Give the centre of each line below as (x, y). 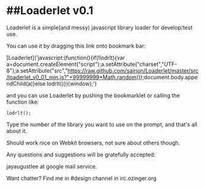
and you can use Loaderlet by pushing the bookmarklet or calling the (93, 95)
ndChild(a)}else (26, 84)
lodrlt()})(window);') (72, 84)
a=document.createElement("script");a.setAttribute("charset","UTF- (92, 64)
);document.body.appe (169, 77)
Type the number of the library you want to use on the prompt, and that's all (102, 124)
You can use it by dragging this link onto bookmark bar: (76, 46)
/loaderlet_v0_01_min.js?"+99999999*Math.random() (73, 77)
